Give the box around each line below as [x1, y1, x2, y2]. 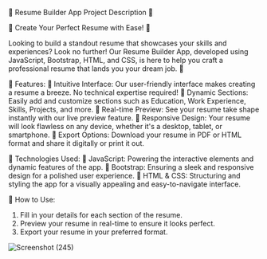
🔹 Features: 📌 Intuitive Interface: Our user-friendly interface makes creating [8, 80, 256, 88]
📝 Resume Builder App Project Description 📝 [8, 8, 154, 17]
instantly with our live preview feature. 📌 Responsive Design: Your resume [8, 113, 251, 123]
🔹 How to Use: [8, 195, 56, 204]
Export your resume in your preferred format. [19, 227, 168, 237]
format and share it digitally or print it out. [8, 139, 145, 147]
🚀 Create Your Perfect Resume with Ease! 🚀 [8, 23, 151, 32]
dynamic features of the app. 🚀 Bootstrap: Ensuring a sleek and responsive [8, 163, 254, 171]
